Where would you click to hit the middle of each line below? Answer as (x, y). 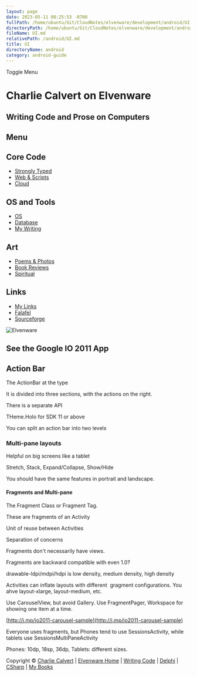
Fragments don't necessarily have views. (55, 551)
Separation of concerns (35, 539)
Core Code (26, 157)
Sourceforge (30, 319)
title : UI (18, 45)
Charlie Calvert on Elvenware (79, 95)
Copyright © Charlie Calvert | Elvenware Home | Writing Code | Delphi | (92, 660)
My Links (26, 306)
